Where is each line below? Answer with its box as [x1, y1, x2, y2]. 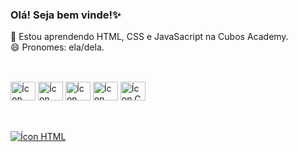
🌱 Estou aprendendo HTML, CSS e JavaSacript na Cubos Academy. [10, 31, 289, 43]
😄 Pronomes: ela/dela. [10, 41, 105, 53]
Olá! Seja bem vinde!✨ [10, 8, 122, 22]
